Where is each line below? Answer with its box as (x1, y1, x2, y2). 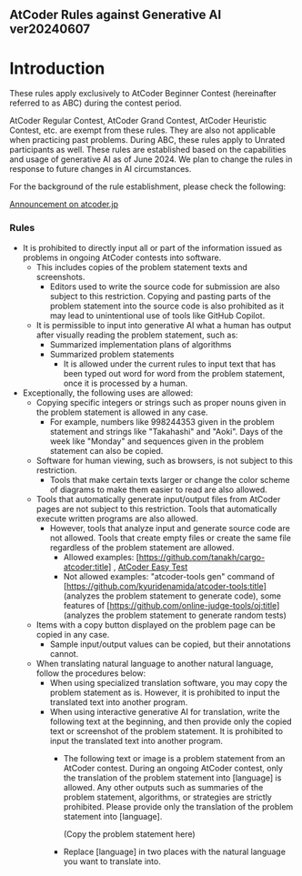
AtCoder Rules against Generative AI (9, 7, 222, 23)
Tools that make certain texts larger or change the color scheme (49, 474, 290, 485)
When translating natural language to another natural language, (35, 658, 274, 669)
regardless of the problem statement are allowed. (49, 541, 235, 553)
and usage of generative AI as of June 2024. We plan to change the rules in (9, 154, 293, 165)
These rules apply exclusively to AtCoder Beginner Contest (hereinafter (9, 88, 277, 99)
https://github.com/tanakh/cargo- (138, 551, 266, 562)
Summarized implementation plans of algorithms (49, 338, 232, 349)
